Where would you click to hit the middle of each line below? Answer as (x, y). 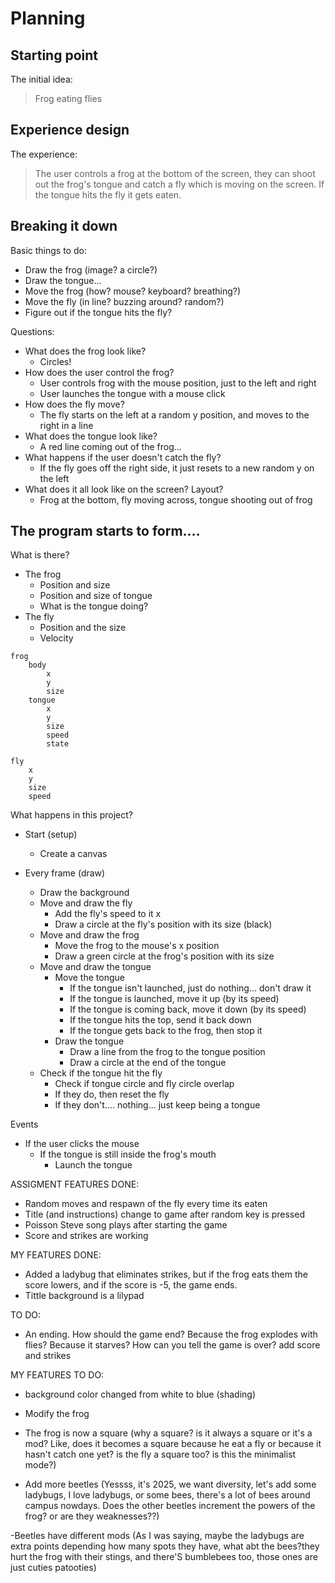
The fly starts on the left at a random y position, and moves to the (174, 414)
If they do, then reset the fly (112, 1094)
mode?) (40, 1465)
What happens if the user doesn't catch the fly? (123, 457)
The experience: (44, 154)
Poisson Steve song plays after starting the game (126, 1225)
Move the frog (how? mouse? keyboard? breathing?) (133, 291)
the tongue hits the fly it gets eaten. (108, 194)
